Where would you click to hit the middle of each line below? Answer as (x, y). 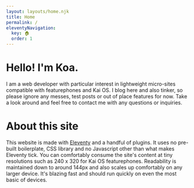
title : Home (20, 17)
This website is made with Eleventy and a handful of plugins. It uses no (91, 142)
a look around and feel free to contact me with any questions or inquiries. (94, 102)
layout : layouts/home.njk (37, 11)
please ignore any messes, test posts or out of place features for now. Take (97, 96)
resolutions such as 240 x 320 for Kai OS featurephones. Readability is (91, 161)
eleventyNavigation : (31, 28)
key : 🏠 (20, 33)
